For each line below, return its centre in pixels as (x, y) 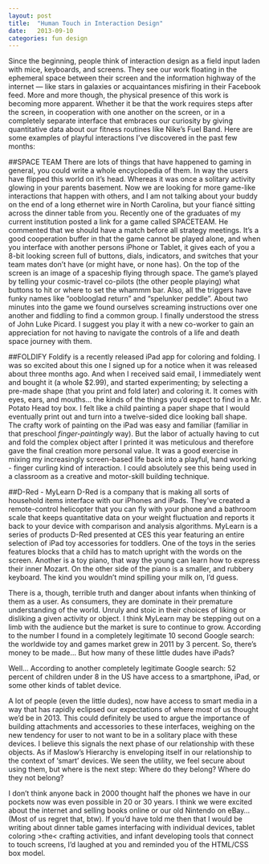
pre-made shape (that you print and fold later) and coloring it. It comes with (133, 391)
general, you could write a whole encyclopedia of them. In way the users (128, 170)
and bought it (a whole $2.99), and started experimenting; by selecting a (128, 383)
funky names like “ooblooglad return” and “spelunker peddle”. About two (128, 299)
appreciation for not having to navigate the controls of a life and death (124, 333)
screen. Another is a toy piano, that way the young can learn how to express (134, 560)
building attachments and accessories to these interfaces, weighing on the (132, 727)
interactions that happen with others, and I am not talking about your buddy (133, 196)
